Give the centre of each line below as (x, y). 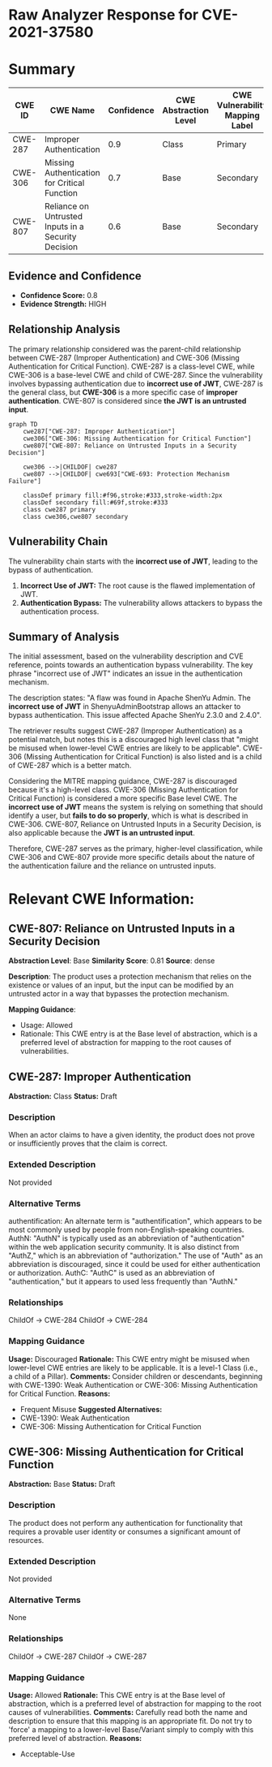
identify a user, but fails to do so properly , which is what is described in (128, 816)
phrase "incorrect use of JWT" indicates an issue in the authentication (125, 674)
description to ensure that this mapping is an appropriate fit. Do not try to (130, 1721)
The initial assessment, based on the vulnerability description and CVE (126, 656)
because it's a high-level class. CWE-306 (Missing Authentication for (123, 790)
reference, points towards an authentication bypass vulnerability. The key (131, 665)
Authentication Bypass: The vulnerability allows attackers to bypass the (141, 603)
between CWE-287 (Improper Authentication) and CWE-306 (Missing (124, 357)
